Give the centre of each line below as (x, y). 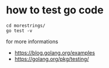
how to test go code (55, 10)
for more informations (32, 41)
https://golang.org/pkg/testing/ (52, 59)
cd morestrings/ (26, 26)
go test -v (19, 31)
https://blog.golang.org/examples (54, 52)
